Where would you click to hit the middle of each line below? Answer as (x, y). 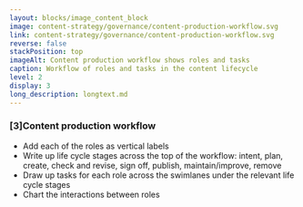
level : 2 (26, 78)
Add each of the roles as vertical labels (96, 146)
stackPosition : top (46, 52)
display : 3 (30, 86)
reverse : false (38, 43)
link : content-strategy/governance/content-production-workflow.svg (142, 35)
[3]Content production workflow (83, 126)
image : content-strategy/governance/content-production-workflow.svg (144, 26)
